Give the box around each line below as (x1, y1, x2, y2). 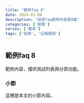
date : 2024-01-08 (5, 12, 43, 17)
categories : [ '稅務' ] (5, 21, 50, 27)
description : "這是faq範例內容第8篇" (5, 17, 80, 22)
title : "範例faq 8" (5, 7, 46, 13)
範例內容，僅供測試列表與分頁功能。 (5, 66, 82, 72)
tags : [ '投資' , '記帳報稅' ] (5, 31, 60, 36)
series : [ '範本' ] (5, 27, 41, 32)
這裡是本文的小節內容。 (5, 92, 55, 98)
